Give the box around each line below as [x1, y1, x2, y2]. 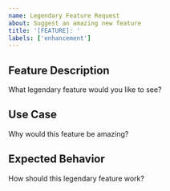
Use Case [8, 108, 58, 121]
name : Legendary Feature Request [8, 11, 120, 20]
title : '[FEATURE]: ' [8, 26, 81, 34]
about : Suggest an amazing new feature [8, 19, 142, 27]
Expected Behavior [8, 153, 106, 166]
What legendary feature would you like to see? [8, 85, 162, 94]
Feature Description [8, 63, 110, 77]
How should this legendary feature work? [8, 173, 144, 183]
